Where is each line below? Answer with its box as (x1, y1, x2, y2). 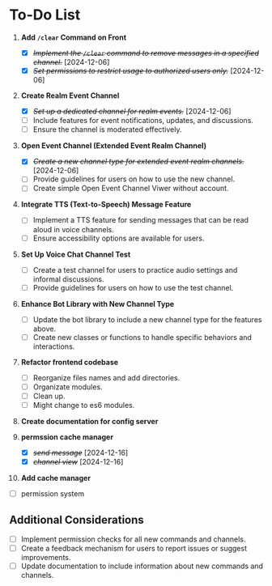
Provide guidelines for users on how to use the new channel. (32, 174, 236, 184)
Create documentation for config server (20, 417, 159, 427)
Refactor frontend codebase (20, 357, 119, 367)
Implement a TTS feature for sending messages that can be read (32, 215, 249, 225)
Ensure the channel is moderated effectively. (32, 125, 182, 134)
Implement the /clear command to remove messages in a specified (32, 48, 260, 57)
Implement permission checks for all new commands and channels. (20, 534, 246, 544)
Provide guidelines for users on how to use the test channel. (32, 282, 234, 292)
